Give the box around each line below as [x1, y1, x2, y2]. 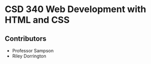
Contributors [5, 34, 47, 43]
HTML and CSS [5, 14, 70, 26]
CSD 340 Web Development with [5, 4, 146, 15]
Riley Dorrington [12, 53, 47, 59]
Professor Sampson [12, 48, 54, 53]
